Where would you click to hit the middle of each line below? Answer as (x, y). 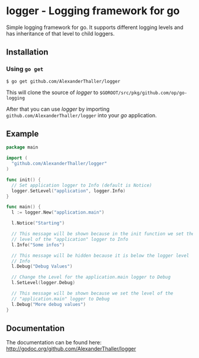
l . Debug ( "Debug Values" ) (42, 267)
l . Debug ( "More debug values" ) (49, 304)
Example (23, 134)
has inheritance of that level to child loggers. (60, 33)
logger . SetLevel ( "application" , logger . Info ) (69, 191)
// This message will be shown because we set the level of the (92, 294)
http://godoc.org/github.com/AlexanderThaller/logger (71, 349)
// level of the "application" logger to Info (70, 239)
